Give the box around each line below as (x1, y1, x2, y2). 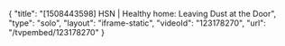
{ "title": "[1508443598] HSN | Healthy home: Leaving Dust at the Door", (8, 9, 277, 19)
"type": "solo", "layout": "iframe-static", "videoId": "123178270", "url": (8, 18, 267, 28)
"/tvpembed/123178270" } (8, 27, 106, 37)
